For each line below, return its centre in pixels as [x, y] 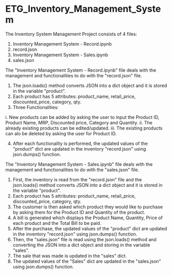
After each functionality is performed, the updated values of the [80, 143]
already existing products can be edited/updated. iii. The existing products [84, 128]
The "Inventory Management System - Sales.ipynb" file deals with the [79, 164]
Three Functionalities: [36, 107]
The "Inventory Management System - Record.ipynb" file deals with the [81, 70]
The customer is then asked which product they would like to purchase [88, 207]
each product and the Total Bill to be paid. [57, 223]
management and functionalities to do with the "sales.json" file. [72, 170]
